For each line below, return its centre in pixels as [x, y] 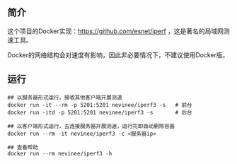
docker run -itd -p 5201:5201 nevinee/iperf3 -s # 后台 [100, 112]
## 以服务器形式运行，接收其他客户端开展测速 [65, 98]
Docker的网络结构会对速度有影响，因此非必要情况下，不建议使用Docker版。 [118, 54]
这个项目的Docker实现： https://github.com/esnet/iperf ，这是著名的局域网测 [118, 31]
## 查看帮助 [23, 147]
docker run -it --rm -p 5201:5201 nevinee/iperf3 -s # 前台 [100, 105]
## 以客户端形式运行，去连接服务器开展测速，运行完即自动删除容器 [91, 126]
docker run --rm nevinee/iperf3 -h [60, 153]
